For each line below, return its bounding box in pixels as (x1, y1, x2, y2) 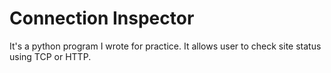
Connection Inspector (9, 7, 195, 30)
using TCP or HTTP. (9, 50, 92, 62)
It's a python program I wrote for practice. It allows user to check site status (9, 40, 322, 52)
